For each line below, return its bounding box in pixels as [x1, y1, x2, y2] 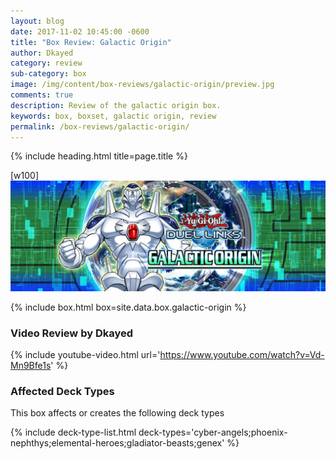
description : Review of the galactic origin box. [10, 100, 222, 110]
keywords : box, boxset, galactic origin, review [10, 111, 217, 121]
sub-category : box [10, 69, 87, 79]
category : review [10, 58, 83, 69]
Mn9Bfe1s [10, 359, 52, 371]
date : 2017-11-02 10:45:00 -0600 [10, 26, 150, 37]
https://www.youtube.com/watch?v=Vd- [159, 348, 325, 360]
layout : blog [10, 16, 65, 26]
